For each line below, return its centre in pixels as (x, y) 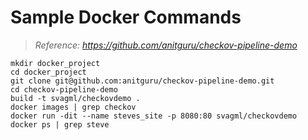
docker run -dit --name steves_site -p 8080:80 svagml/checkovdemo (154, 116)
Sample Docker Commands (126, 17)
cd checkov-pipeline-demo (64, 89)
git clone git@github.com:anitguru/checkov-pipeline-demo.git (142, 81)
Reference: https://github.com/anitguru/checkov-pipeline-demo (166, 45)
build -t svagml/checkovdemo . (75, 98)
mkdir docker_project (55, 63)
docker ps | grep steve (60, 124)
